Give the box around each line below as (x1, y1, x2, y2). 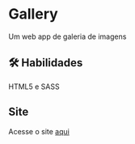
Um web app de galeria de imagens (8, 32, 127, 41)
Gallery (8, 5, 58, 23)
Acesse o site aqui (8, 126, 70, 136)
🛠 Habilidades (8, 56, 83, 70)
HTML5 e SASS (8, 82, 60, 91)
